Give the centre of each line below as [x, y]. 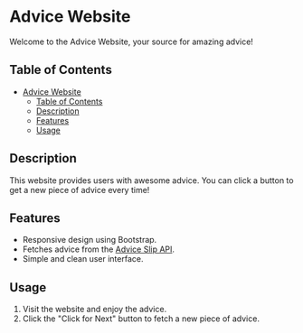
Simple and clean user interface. [83, 259]
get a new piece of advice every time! [80, 190]
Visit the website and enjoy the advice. [95, 310]
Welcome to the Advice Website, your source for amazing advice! [131, 42]
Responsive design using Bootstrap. [90, 240]
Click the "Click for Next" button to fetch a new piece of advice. [141, 319]
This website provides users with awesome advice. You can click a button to [151, 180]
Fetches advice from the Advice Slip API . [98, 249]
